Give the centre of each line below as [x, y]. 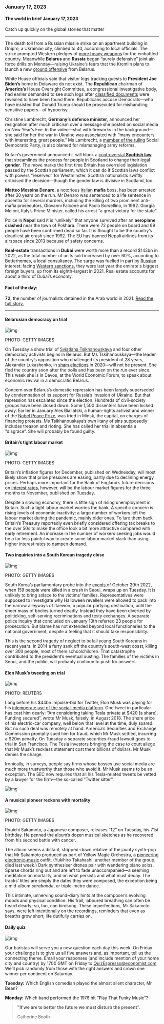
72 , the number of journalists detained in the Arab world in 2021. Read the [79, 298]
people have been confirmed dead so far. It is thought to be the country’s [79, 231]
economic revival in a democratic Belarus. [47, 380]
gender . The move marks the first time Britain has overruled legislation [76, 165]
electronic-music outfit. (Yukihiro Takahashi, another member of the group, [80, 860]
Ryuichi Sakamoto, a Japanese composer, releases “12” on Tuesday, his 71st [82, 830]
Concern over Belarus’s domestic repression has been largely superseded [80, 389]
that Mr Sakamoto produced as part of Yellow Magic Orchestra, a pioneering [82, 855]
